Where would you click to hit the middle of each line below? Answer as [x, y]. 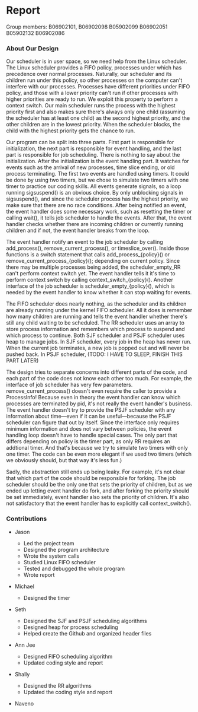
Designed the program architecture [66, 549]
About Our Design [33, 48]
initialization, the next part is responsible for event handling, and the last [94, 148]
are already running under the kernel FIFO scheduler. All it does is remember [99, 310]
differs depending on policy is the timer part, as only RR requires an [88, 441]
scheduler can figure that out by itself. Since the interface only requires [93, 422]
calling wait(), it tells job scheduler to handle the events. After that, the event [99, 218]
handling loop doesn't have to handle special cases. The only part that [92, 435]
